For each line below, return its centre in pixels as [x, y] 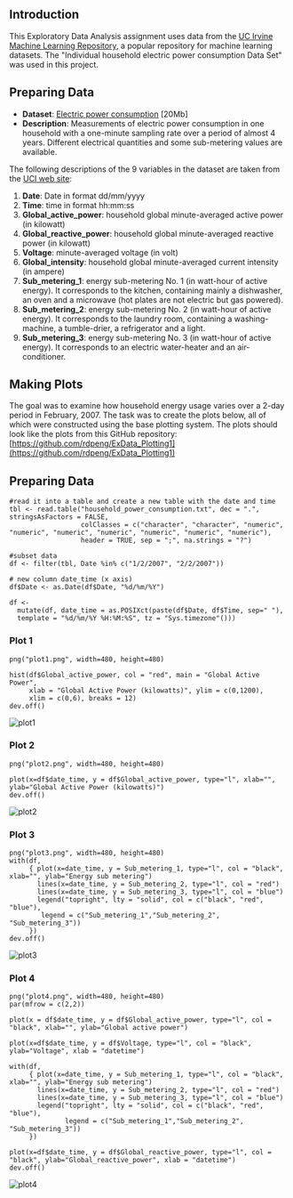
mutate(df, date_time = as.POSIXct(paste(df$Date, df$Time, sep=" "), [150, 611]
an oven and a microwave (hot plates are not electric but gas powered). [153, 299]
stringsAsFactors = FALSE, [59, 517]
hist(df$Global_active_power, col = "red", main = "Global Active [135, 675]
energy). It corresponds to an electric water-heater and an [129, 347]
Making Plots [46, 385]
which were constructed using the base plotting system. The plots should [143, 425]
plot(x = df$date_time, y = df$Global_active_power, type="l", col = [141, 1020]
